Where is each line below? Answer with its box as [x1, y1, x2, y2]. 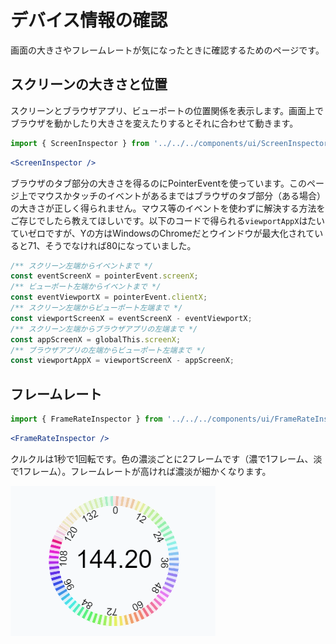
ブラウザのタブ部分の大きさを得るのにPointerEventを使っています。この [10, 177, 307, 189]
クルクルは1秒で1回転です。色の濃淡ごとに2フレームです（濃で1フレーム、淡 [10, 452, 323, 465]
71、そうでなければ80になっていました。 [27, 239, 197, 251]
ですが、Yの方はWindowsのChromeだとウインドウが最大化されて [44, 227, 315, 239]
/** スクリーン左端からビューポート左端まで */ [10, 303, 183, 313]
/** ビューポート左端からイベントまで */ [10, 282, 162, 292]
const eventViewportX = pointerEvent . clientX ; [10, 292, 208, 303]
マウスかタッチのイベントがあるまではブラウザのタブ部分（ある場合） [36, 189, 326, 201]
